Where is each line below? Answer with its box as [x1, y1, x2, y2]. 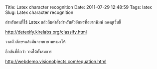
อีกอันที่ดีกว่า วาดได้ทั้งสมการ [5, 49, 52, 54]
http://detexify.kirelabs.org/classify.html [5, 29, 87, 35]
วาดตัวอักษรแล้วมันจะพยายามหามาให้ [5, 39, 66, 44]
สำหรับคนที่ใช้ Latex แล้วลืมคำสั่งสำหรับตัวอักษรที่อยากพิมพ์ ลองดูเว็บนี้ [5, 19, 122, 25]
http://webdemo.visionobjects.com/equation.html [5, 59, 107, 64]
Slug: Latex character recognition [5, 9, 74, 15]
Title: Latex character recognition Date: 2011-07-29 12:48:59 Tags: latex [5, 4, 152, 10]
